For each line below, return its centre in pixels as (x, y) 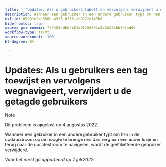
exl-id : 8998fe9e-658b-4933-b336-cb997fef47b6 (54, 19)
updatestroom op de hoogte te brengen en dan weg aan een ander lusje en (82, 139)
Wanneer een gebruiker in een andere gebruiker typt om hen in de (72, 134)
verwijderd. (17, 150)
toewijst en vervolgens (53, 80)
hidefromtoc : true (24, 23)
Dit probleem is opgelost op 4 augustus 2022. (52, 125)
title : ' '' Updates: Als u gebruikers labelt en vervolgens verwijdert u (82, 10)
